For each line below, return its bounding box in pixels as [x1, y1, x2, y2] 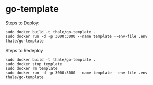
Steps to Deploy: [5, 20, 40, 26]
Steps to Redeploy [5, 47, 43, 53]
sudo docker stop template [5, 61, 62, 66]
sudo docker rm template [5, 66, 58, 71]
